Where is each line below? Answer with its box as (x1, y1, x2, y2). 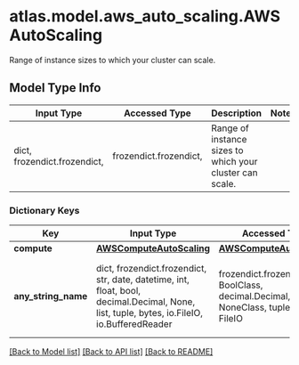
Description (211, 107, 263, 119)
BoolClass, (218, 279, 263, 291)
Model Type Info (9, 80, 101, 95)
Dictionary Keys (9, 204, 80, 216)
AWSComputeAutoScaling (96, 242, 211, 255)
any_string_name (13, 290, 88, 303)
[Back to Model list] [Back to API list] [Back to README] (9, 346, 214, 357)
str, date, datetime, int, (96, 273, 190, 286)
